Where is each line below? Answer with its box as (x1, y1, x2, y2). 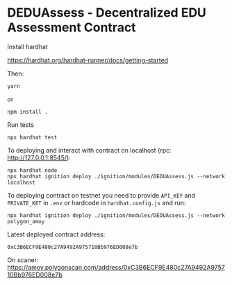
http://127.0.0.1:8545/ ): (7, 153, 71, 162)
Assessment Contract (7, 19, 137, 35)
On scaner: (7, 255, 40, 264)
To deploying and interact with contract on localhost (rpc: (7, 146, 172, 154)
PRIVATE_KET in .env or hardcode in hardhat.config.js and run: (7, 198, 186, 207)
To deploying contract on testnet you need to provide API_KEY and (7, 191, 196, 199)
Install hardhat (7, 42, 49, 51)
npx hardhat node (7, 166, 58, 174)
